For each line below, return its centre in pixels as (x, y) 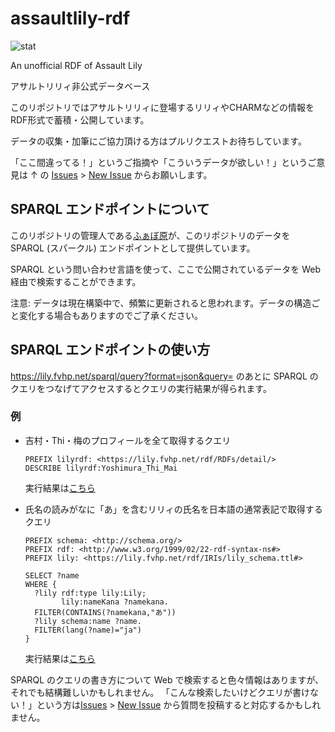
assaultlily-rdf (70, 18)
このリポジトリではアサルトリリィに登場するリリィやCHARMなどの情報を (162, 107)
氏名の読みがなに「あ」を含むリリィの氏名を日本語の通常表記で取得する (173, 509)
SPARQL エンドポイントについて (110, 209)
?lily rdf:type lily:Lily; (90, 593)
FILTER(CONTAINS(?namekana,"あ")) (105, 612)
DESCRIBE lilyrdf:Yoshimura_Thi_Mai (101, 468)
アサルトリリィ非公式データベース (80, 86)
